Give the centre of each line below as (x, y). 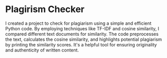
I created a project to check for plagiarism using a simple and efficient (78, 23)
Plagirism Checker (45, 9)
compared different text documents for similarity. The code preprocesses (82, 34)
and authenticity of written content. (42, 50)
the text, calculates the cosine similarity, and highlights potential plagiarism (84, 39)
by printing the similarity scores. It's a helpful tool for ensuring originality (81, 44)
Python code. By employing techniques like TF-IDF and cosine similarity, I (82, 28)
